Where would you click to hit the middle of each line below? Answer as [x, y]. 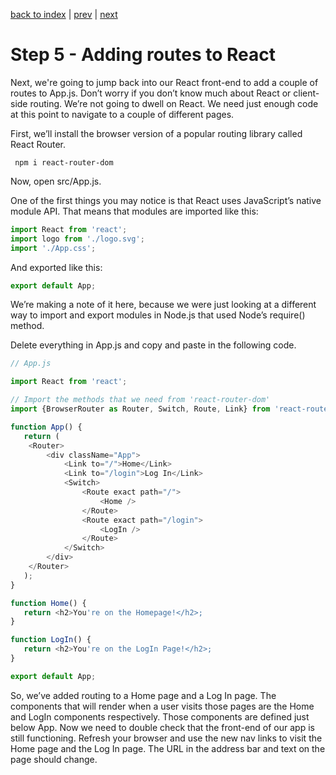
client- [306, 93]
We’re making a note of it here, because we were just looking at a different [163, 305]
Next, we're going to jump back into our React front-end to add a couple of [164, 82]
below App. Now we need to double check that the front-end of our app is [162, 727]
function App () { [46, 427]
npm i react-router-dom [64, 162]
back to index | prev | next [64, 14]
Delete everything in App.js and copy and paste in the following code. [153, 345]
